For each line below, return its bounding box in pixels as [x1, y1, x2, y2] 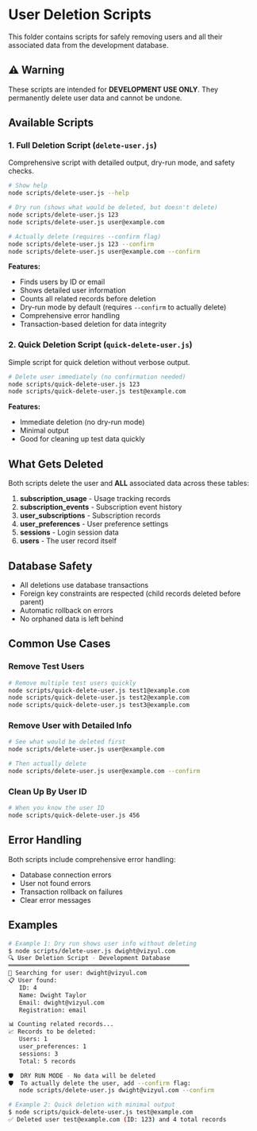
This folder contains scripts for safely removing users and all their [8, 32, 224, 41]
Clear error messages [19, 895, 91, 904]
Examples [8, 919, 58, 932]
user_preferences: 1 [18, 1043, 87, 1051]
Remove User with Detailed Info [8, 720, 132, 731]
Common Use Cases [8, 637, 111, 651]
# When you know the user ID [8, 804, 105, 812]
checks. [8, 166, 34, 176]
